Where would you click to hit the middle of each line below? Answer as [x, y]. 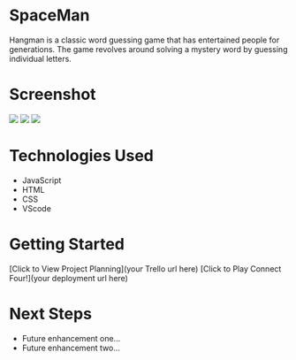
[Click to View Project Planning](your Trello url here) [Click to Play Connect [145, 268]
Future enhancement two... [71, 348]
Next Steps [51, 314]
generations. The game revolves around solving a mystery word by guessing [148, 49]
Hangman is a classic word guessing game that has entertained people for [144, 40]
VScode [36, 208]
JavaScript [42, 180]
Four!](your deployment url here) [68, 278]
